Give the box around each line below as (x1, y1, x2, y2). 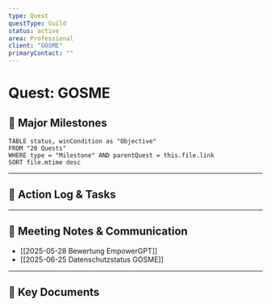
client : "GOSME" (8, 42, 63, 50)
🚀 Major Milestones (8, 116, 107, 130)
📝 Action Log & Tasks (8, 188, 117, 201)
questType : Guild (8, 19, 67, 27)
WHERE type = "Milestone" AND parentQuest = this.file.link (8, 151, 215, 160)
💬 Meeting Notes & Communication (8, 225, 188, 239)
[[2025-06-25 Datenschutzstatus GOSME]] (19, 255, 164, 264)
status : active (8, 27, 60, 35)
